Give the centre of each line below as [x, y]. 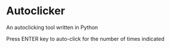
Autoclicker [36, 11]
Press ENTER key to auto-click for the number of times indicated [85, 39]
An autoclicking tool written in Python [52, 27]
